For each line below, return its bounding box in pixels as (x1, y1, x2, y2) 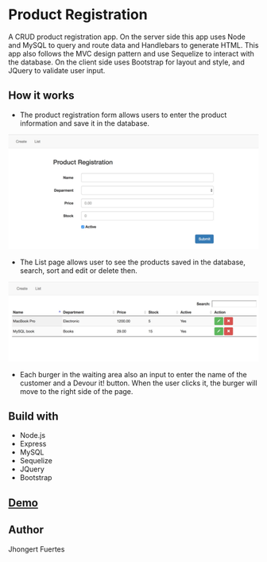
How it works (8, 89, 75, 103)
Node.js (19, 431, 46, 440)
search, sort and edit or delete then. (19, 266, 137, 275)
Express (19, 439, 47, 449)
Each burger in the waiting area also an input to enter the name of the (19, 369, 248, 379)
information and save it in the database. (19, 118, 149, 128)
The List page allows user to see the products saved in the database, (19, 257, 246, 267)
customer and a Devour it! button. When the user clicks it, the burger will (19, 378, 257, 388)
